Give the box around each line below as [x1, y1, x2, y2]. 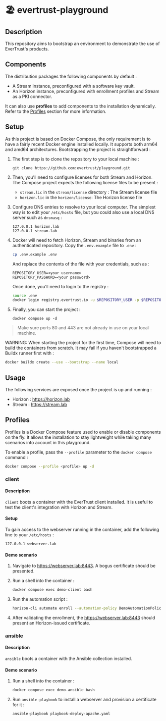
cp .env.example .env [12, 252, 57, 257]
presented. [12, 568, 35, 574]
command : [5, 454, 28, 460]
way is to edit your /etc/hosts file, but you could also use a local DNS [12, 209, 155, 215]
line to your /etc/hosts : [5, 531, 54, 538]
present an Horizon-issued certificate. [12, 620, 91, 626]
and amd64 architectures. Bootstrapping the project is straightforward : [5, 146, 151, 152]
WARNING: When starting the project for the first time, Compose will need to [5, 340, 161, 346]
